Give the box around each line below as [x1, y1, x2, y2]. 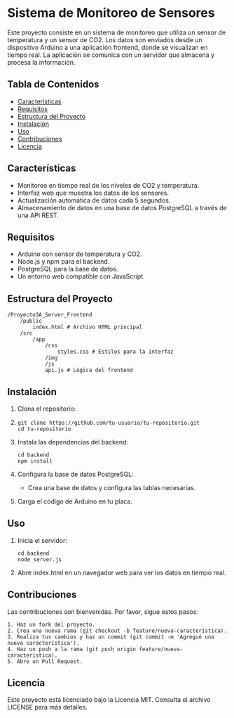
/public [20, 318, 42, 325]
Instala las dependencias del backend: [17, 438, 128, 446]
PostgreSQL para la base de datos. [17, 265, 118, 274]
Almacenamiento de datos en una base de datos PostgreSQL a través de [17, 203, 227, 212]
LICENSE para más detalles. [7, 703, 88, 712]
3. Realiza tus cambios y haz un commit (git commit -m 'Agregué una [7, 633, 215, 641]
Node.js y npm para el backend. [17, 257, 110, 266]
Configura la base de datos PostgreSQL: [17, 470, 135, 478]
